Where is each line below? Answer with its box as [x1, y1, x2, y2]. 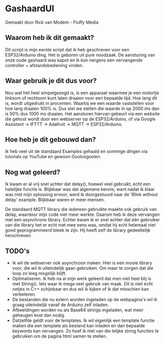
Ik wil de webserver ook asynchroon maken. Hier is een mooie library [12, 260, 152, 266]
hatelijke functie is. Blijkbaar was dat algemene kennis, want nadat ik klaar [5, 186, 155, 192]
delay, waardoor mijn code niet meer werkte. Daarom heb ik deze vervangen [5, 211, 160, 217]
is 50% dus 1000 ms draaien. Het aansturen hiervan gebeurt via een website [5, 110, 160, 116]
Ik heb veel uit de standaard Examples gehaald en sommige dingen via [5, 148, 148, 154]
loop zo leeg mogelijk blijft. [12, 271, 67, 276]
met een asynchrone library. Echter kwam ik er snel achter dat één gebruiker [5, 217, 160, 223]
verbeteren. [12, 291, 36, 297]
